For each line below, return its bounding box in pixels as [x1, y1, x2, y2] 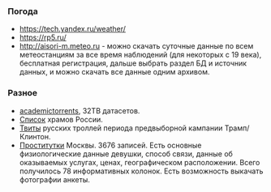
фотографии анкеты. [19, 174, 91, 184]
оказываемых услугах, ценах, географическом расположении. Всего [19, 157, 260, 167]
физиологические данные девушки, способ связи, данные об [19, 148, 233, 159]
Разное [7, 87, 38, 99]
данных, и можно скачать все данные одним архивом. [19, 67, 210, 77]
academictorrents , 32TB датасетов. [19, 105, 140, 115]
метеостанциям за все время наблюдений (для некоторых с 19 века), [19, 50, 262, 60]
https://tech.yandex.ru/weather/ [19, 24, 127, 34]
